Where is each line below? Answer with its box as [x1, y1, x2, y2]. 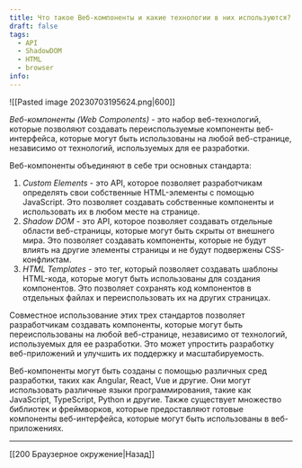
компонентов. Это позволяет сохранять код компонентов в [22, 283, 252, 293]
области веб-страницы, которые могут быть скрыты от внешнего [22, 225, 275, 236]
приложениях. [9, 422, 65, 433]
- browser [17, 64, 54, 73]
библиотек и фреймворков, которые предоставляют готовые [9, 403, 244, 414]
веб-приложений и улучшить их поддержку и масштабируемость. [9, 347, 265, 358]
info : [9, 72, 30, 81]
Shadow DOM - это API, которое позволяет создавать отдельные [22, 215, 273, 226]
